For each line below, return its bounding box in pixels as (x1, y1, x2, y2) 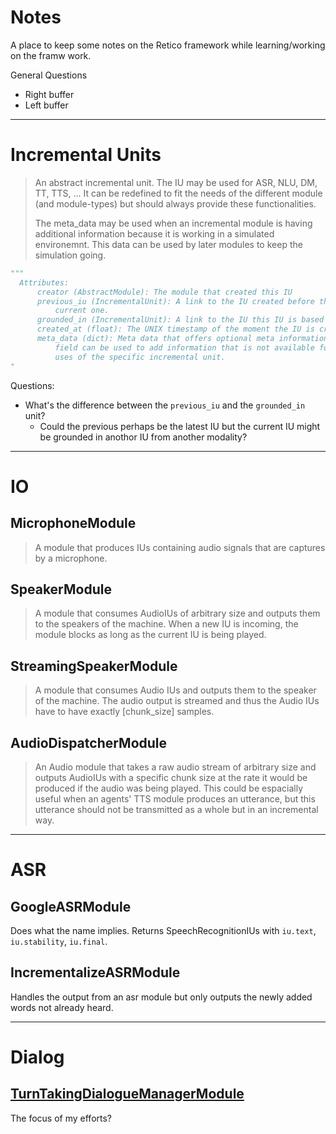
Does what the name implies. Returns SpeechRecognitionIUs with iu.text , (10, 924, 317, 936)
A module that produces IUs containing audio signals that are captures (34, 541, 326, 553)
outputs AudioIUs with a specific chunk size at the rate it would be (34, 771, 308, 783)
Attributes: (19, 277, 70, 288)
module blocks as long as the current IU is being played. (34, 629, 267, 641)
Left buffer (24, 99, 69, 111)
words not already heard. (10, 1001, 114, 1013)
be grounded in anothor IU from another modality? (39, 431, 248, 443)
